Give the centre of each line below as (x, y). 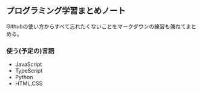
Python (24, 77)
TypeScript (29, 71)
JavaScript (28, 64)
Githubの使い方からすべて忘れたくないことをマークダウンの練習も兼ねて (96, 26)
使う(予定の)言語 (30, 51)
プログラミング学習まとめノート (66, 11)
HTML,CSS (29, 83)
